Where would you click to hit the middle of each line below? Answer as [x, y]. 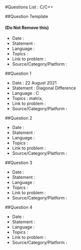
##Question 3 [19, 163]
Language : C [25, 93]
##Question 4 [19, 207]
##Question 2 [19, 118]
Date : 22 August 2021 [34, 83]
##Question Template [27, 16]
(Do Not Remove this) [27, 27]
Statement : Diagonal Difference [44, 88]
